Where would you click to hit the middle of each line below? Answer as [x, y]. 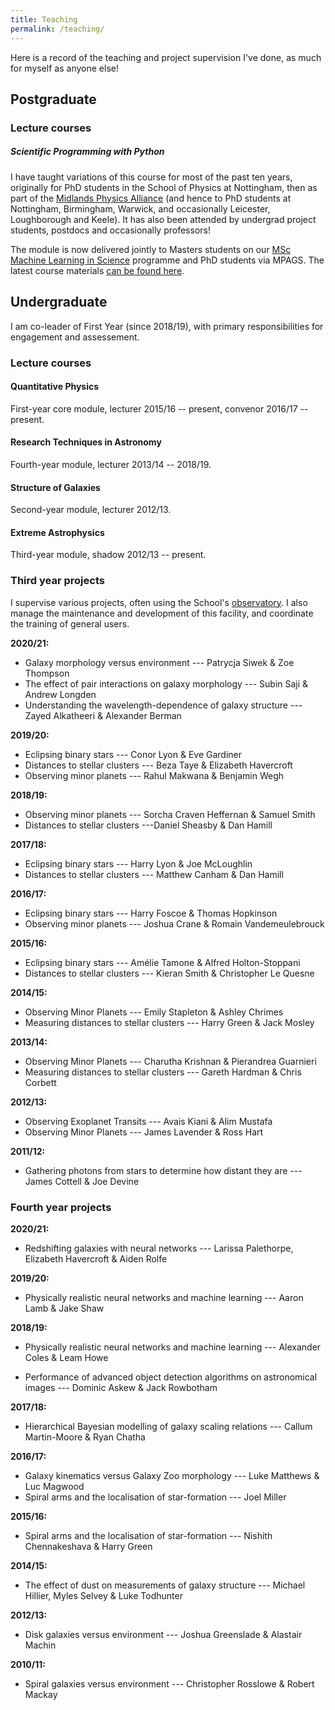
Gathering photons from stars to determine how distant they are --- [163, 1170]
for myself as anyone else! [64, 68]
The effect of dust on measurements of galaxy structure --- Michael [165, 1585]
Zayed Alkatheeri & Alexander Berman [103, 715]
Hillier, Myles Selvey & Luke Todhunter [103, 1595]
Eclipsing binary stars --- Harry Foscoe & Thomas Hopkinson [151, 913]
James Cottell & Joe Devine [82, 1181]
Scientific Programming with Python [87, 152]
